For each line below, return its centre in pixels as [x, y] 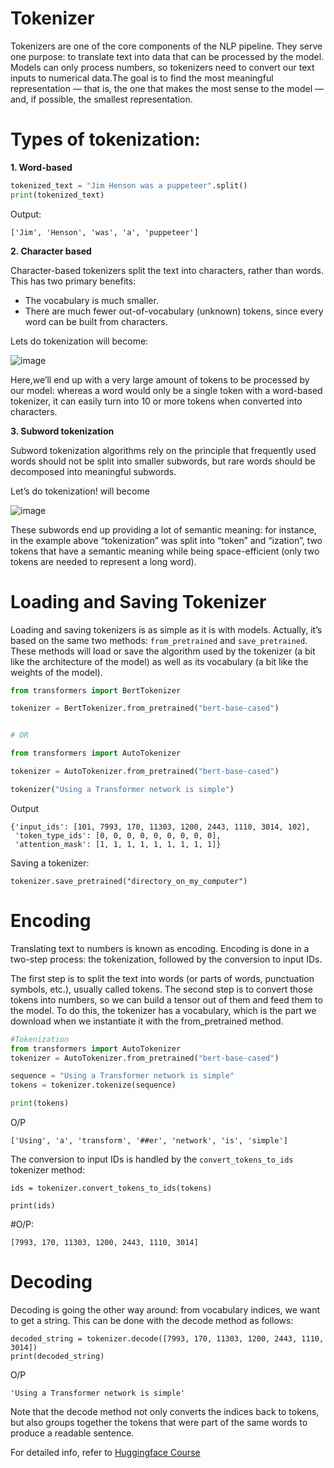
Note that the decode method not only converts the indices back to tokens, [165, 1411]
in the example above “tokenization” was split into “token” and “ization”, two [166, 540]
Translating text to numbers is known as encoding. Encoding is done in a [160, 948]
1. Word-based [41, 167]
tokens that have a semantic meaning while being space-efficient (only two [165, 551]
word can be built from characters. [96, 321]
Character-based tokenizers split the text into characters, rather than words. [167, 270]
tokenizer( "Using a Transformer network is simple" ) [122, 789]
